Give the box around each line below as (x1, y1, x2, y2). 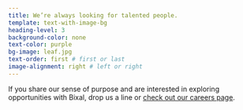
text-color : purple (8, 41, 73, 49)
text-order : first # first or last (8, 56, 125, 64)
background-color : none (8, 33, 87, 42)
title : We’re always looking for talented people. (8, 11, 178, 20)
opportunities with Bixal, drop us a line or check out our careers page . (8, 92, 235, 102)
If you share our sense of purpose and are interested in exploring (8, 84, 219, 93)
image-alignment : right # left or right (8, 63, 144, 71)
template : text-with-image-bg (8, 19, 108, 27)
